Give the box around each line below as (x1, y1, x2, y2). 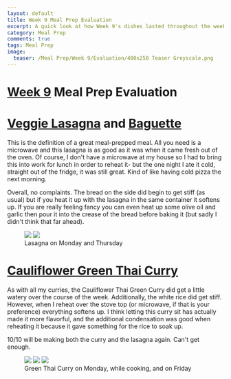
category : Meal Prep (7, 29, 67, 36)
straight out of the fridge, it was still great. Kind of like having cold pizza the (7, 168, 221, 176)
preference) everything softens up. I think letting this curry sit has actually (7, 307, 217, 316)
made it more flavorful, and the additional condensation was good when (7, 314, 211, 323)
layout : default (7, 10, 54, 17)
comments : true (7, 36, 51, 43)
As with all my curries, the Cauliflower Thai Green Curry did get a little (7, 286, 205, 294)
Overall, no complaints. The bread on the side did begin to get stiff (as (7, 188, 206, 196)
